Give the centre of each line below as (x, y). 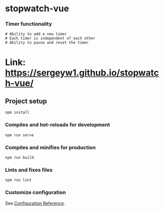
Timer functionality (29, 24)
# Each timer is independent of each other (50, 38)
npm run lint (18, 180)
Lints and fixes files (29, 170)
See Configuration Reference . (35, 203)
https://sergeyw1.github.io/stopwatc (82, 73)
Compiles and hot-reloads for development (58, 125)
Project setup (26, 101)
